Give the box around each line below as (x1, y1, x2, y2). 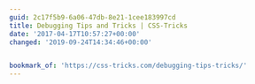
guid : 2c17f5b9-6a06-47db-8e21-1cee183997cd (9, 12, 176, 22)
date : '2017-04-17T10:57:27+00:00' (9, 29, 141, 38)
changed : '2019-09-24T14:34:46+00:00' (9, 37, 152, 47)
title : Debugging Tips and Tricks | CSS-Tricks (9, 21, 189, 30)
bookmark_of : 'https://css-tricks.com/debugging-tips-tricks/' (9, 61, 248, 71)
